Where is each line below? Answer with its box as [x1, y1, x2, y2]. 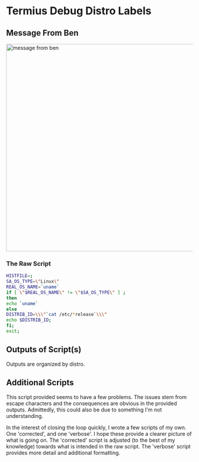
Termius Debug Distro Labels [6, 4, 152, 18]
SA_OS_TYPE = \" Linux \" [6, 279, 60, 284]
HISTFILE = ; [6, 273, 33, 279]
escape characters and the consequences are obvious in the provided [6, 400, 178, 407]
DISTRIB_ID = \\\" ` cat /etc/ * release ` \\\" [6, 312, 108, 318]
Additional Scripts [6, 378, 74, 388]
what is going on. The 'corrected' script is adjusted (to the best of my [6, 436, 175, 444]
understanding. [6, 412, 43, 419]
